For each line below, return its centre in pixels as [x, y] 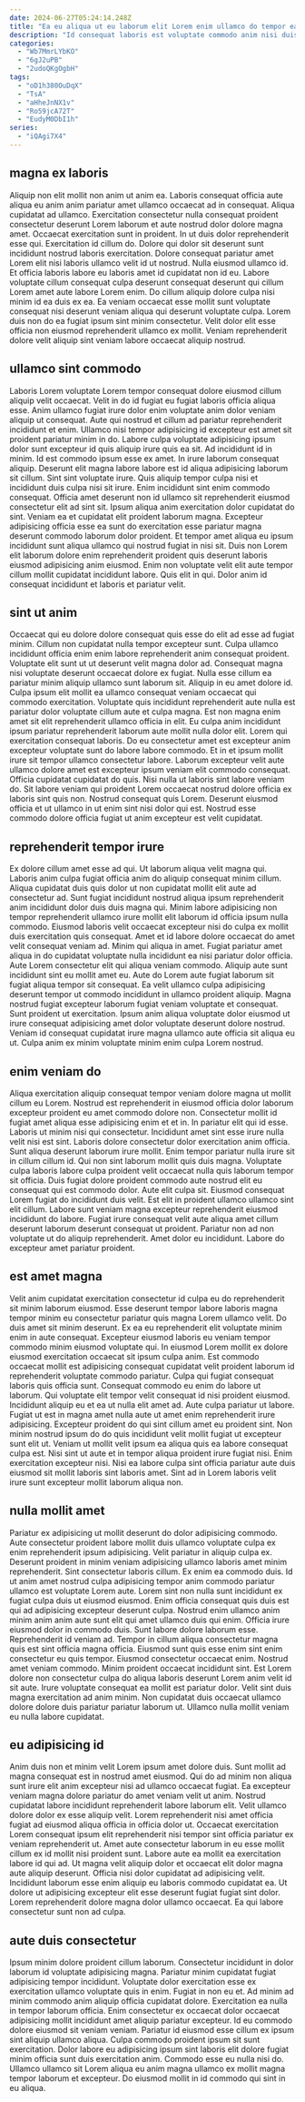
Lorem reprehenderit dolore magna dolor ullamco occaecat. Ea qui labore [147, 1902]
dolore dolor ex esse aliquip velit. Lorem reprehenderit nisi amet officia [142, 1815]
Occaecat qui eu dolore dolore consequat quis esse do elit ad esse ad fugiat [152, 634]
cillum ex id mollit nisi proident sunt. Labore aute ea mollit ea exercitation [145, 1854]
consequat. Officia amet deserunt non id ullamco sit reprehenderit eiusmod [150, 497]
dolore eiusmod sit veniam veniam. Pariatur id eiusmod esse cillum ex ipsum [152, 2030]
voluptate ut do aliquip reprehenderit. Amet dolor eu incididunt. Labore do [147, 1238]
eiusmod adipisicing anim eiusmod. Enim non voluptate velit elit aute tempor [152, 564]
